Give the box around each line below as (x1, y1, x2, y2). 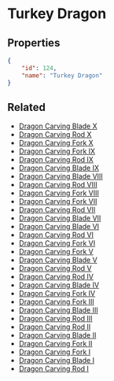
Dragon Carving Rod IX (18, 155, 94, 165)
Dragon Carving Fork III (18, 297, 95, 307)
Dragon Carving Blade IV (18, 280, 100, 290)
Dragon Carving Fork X (18, 139, 94, 148)
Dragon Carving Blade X (18, 121, 97, 131)
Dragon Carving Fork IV (18, 289, 96, 298)
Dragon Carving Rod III (18, 314, 93, 324)
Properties (7, 36, 61, 50)
